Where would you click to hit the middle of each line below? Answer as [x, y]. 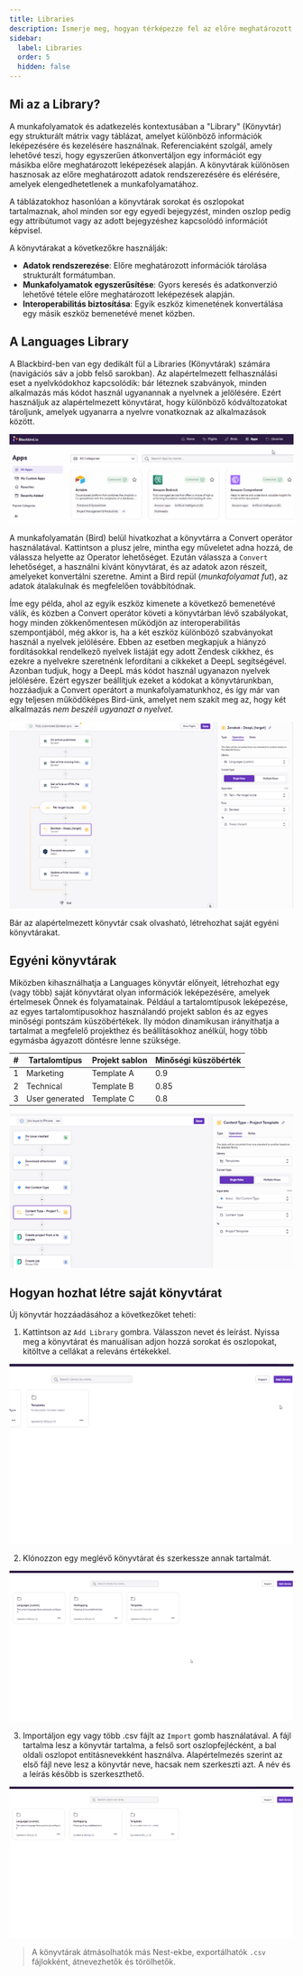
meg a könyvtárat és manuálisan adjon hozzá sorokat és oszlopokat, [150, 1342]
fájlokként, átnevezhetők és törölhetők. [103, 1962]
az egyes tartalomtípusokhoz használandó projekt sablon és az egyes [139, 1011]
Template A [113, 1073]
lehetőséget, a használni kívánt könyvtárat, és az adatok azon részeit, [138, 566]
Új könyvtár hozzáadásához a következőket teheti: [103, 1315]
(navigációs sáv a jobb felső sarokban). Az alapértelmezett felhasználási [143, 373]
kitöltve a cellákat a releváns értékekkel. [96, 1351]
